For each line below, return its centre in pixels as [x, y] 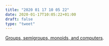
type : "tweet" [20, 24]
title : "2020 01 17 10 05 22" [37, 10]
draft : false [19, 19]
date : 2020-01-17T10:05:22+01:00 [41, 14]
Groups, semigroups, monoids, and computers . [55, 38]
